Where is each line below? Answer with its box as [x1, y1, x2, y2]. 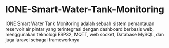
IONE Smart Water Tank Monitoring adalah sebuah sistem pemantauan [5, 20, 155, 27]
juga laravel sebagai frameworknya [5, 37, 80, 43]
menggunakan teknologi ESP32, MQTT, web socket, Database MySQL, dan [5, 31, 164, 37]
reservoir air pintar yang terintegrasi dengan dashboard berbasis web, [5, 26, 154, 32]
